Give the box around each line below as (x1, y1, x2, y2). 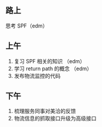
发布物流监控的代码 (13, 72, 61, 79)
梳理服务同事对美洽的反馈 (13, 108, 76, 115)
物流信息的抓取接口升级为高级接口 (13, 115, 97, 122)
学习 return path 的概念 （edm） (13, 65, 92, 72)
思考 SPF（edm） (5, 22, 48, 29)
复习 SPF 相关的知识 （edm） (13, 57, 86, 64)
